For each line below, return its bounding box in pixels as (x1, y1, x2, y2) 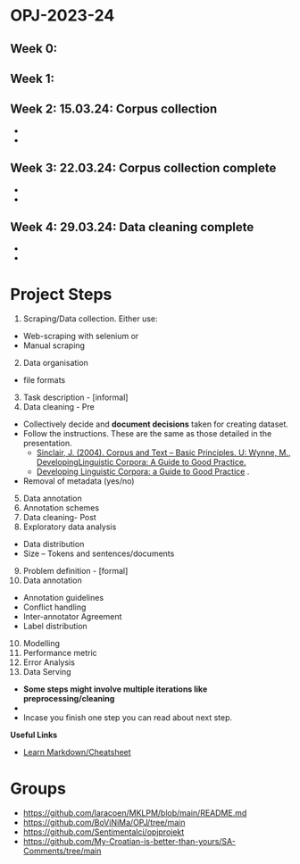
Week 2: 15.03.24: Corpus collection (10, 102, 218, 117)
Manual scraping (22, 340, 86, 351)
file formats (22, 375, 66, 386)
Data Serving (22, 667, 71, 677)
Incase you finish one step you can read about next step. (22, 712, 233, 723)
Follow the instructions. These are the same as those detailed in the (22, 428, 272, 439)
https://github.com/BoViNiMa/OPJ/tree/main (22, 818, 186, 828)
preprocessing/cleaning (22, 694, 115, 704)
